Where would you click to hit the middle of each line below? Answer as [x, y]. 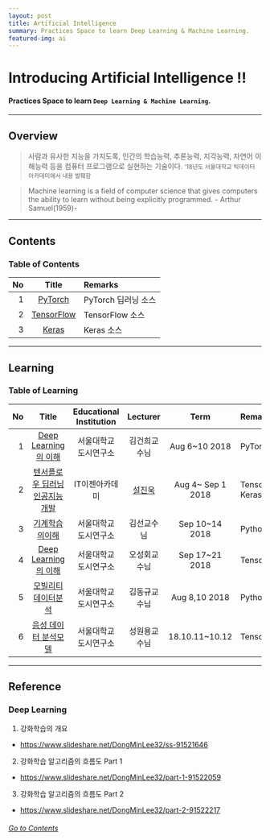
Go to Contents [33, 828]
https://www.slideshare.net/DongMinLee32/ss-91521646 [114, 744]
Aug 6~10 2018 [200, 446]
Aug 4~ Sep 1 [200, 484]
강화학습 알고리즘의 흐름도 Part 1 [71, 761]
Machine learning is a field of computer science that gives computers [143, 191]
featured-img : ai [37, 38]
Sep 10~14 [200, 523]
